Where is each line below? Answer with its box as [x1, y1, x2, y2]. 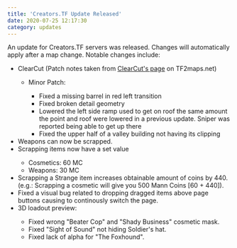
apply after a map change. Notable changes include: [7, 50, 161, 59]
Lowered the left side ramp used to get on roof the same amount [38, 107, 228, 116]
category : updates [7, 23, 62, 31]
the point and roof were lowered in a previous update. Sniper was [38, 114, 231, 123]
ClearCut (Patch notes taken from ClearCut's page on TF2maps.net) [17, 65, 217, 73]
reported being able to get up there [38, 122, 142, 131]
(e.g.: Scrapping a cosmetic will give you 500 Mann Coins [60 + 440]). [17, 181, 224, 190]
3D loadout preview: [17, 204, 77, 212]
